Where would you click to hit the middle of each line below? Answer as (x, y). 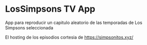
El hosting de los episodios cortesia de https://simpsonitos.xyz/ (69, 37)
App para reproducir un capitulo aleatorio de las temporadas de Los (74, 22)
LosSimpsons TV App (50, 9)
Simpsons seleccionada (29, 27)
